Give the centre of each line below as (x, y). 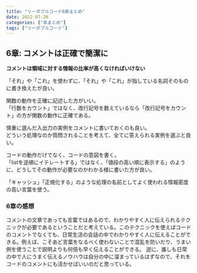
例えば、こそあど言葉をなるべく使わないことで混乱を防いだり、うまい (106, 242)
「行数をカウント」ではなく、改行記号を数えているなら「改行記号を (89, 108)
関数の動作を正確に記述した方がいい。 (52, 101)
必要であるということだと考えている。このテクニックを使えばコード (109, 227)
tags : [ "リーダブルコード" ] (37, 28)
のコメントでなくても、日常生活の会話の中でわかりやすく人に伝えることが (96, 235)
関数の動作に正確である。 (63, 116)
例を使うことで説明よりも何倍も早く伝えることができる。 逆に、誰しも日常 (97, 250)
